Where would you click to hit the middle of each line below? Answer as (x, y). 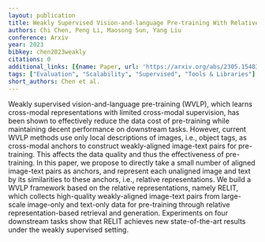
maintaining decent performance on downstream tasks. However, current (127, 129)
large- (231, 196)
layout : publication (42, 15)
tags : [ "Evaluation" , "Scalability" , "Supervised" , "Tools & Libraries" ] (132, 74)
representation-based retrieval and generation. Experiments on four (118, 213)
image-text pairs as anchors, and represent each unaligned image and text (129, 171)
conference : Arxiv (38, 37)
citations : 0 (30, 60)
